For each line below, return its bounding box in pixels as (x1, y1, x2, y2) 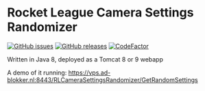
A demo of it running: (7, 68, 67, 77)
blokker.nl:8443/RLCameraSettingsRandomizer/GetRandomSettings (7, 75, 198, 83)
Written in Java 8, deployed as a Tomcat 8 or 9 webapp (7, 55, 163, 63)
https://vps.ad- (68, 68, 111, 77)
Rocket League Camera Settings (7, 5, 194, 21)
